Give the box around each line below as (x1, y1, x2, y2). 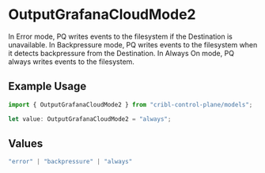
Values (8, 137, 44, 150)
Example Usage (8, 80, 87, 93)
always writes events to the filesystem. (8, 57, 134, 66)
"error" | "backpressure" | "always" (8, 158, 133, 166)
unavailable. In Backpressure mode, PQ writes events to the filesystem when (8, 39, 258, 49)
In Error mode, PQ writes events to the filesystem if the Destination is (8, 32, 233, 41)
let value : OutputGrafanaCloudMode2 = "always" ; (8, 115, 172, 123)
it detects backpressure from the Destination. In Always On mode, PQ (8, 48, 235, 58)
